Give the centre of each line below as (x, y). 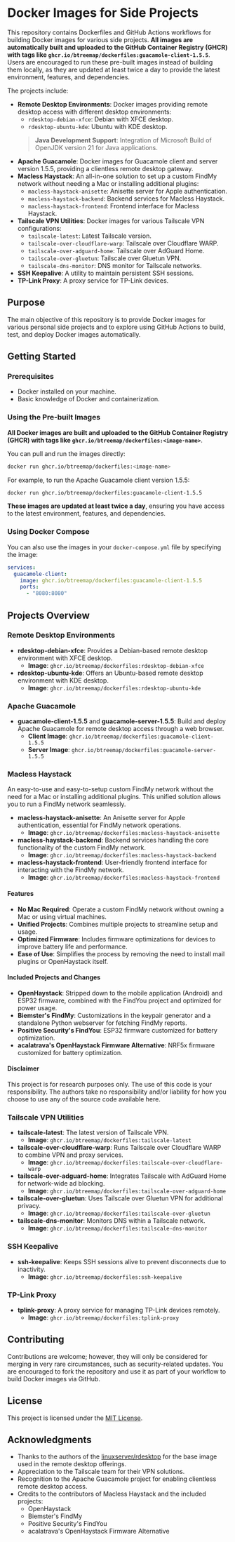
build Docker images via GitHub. (54, 1379)
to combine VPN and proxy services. (70, 1155)
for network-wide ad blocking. (61, 1184)
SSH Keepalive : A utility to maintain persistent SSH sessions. (106, 273)
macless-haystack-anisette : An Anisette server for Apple (101, 818)
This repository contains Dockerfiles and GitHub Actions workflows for (109, 32)
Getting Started (42, 357)
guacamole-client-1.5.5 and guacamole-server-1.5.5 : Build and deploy (122, 721)
